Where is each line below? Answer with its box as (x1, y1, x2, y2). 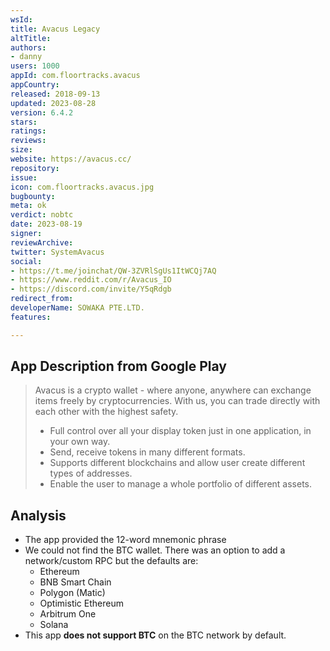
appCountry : (10, 80, 60, 90)
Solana (39, 619, 69, 631)
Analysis (10, 507, 67, 524)
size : (10, 145, 33, 155)
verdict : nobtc (10, 210, 74, 220)
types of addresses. (49, 467, 133, 480)
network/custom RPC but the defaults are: (24, 555, 199, 567)
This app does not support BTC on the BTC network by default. (24, 629, 287, 641)
